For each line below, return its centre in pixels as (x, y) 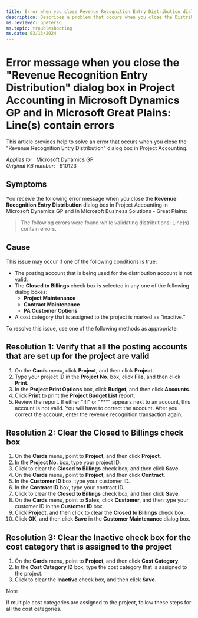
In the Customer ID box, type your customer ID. (72, 481)
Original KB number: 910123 (41, 166)
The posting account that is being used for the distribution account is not (103, 273)
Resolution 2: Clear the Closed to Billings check (95, 432)
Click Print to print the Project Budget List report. (75, 395)
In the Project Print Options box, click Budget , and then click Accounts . (102, 389)
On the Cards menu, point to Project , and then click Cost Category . (97, 561)
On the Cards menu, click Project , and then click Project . (84, 370)
